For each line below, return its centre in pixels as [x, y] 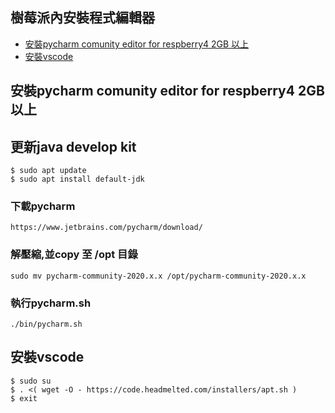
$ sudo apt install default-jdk [77, 179]
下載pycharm [43, 206]
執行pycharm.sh [51, 303]
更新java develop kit [73, 146]
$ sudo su [31, 381]
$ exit [24, 398]
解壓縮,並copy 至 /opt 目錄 [74, 255]
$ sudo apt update [48, 171]
